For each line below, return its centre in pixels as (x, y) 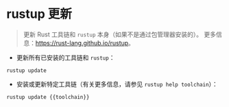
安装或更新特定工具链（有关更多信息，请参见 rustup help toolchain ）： (117, 84)
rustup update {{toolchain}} (48, 97)
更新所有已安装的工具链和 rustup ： (65, 57)
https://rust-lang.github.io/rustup (82, 43)
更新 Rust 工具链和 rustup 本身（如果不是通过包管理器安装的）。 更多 (120, 34)
